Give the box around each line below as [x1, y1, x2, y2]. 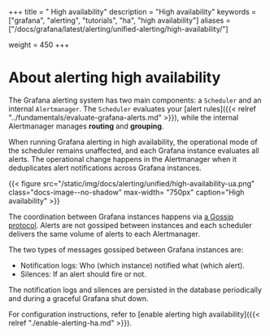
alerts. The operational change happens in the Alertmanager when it [8, 154, 237, 164]
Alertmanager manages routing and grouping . [8, 121, 164, 131]
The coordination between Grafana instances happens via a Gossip [8, 212, 234, 221]
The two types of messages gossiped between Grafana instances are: [8, 244, 244, 255]
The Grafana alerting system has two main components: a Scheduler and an [8, 95, 262, 105]
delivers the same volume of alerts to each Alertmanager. [8, 229, 201, 238]
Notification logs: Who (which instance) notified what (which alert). [20, 260, 246, 270]
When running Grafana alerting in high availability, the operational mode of [8, 137, 258, 146]
